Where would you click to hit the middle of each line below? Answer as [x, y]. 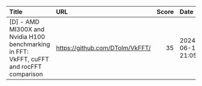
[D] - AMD [25, 22]
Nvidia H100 [27, 37]
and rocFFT [26, 67]
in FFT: [19, 52]
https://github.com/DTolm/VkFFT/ [104, 48]
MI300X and [27, 29]
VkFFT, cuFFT [29, 59]
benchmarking [30, 44]
